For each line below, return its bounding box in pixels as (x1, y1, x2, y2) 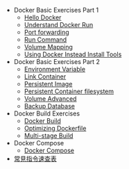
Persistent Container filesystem (24, 87, 114, 95)
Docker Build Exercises (13, 109, 80, 118)
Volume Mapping (24, 43, 73, 51)
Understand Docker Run (24, 21, 94, 29)
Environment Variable (24, 65, 85, 73)
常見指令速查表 (13, 154, 57, 163)
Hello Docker (24, 13, 62, 22)
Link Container (24, 72, 67, 81)
